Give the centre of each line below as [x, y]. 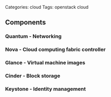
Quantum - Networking [33, 36]
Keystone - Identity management [46, 89]
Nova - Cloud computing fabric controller [55, 49]
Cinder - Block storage [33, 76]
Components [25, 22]
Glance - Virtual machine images [45, 63]
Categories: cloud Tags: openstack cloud [47, 7]
